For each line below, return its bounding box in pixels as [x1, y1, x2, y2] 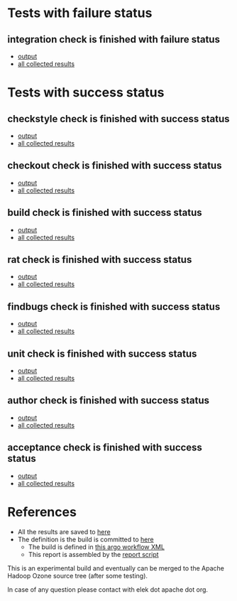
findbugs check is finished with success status [7, 300, 221, 313]
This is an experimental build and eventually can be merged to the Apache [7, 563, 225, 573]
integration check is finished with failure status [7, 33, 220, 45]
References [7, 504, 77, 520]
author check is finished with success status [7, 394, 210, 406]
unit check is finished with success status [7, 347, 197, 359]
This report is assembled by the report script [28, 550, 159, 558]
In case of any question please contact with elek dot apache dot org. [7, 585, 208, 594]
